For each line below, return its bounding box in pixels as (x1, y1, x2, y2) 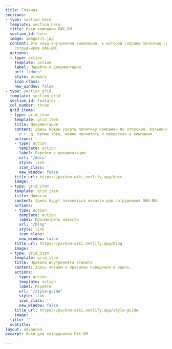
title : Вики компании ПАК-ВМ (10, 27, 72, 32)
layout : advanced (5, 326, 42, 332)
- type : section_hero (5, 17, 52, 22)
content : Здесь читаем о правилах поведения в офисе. (14, 265, 132, 270)
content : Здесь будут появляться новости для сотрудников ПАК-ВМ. (14, 198, 159, 203)
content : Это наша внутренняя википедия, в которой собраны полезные (10, 41, 161, 46)
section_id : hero (10, 31, 47, 36)
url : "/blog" (18, 222, 47, 227)
